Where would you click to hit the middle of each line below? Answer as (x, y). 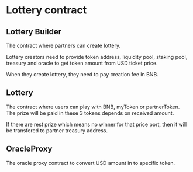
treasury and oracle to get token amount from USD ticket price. (82, 63)
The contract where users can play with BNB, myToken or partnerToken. (93, 107)
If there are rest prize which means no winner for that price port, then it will (96, 124)
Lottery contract (46, 10)
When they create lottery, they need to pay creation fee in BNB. (82, 74)
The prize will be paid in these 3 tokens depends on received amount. (90, 113)
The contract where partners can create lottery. (63, 45)
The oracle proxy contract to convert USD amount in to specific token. (91, 163)
